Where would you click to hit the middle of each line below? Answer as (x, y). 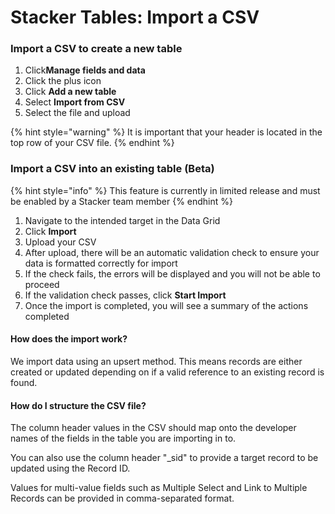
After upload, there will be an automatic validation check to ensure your (172, 252)
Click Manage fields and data (85, 70)
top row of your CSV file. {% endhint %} (92, 143)
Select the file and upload (77, 113)
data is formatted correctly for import (101, 263)
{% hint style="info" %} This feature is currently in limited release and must (165, 190)
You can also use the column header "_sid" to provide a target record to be (164, 458)
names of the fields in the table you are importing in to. (123, 438)
